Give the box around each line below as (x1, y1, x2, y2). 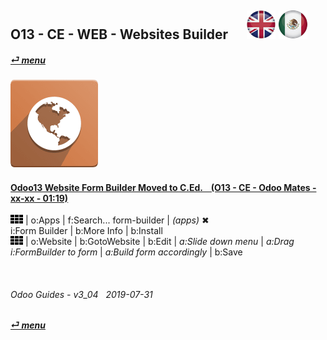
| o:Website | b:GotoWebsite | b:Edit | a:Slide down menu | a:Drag (24, 236, 295, 248)
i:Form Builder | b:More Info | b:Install (10, 225, 163, 237)
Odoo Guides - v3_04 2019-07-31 (10, 288, 153, 300)
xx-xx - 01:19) (10, 192, 69, 204)
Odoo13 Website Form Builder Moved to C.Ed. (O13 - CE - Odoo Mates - (10, 181, 317, 193)
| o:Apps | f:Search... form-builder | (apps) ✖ (24, 214, 210, 226)
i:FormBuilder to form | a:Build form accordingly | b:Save (10, 246, 243, 258)
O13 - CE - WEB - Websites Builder (10, 26, 229, 43)
